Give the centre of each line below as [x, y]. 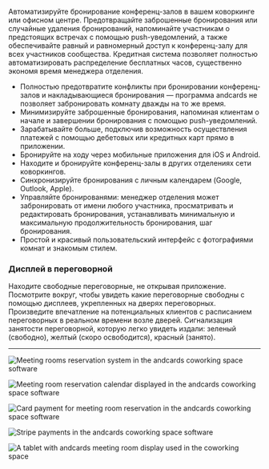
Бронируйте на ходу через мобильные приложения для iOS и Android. [140, 154]
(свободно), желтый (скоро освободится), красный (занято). [112, 337]
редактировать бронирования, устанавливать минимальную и [127, 214]
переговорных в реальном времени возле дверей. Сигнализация [120, 320]
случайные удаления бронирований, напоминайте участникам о [119, 28]
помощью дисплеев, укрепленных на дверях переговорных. [112, 303]
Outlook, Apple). [47, 188]
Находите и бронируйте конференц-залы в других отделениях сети [136, 163]
